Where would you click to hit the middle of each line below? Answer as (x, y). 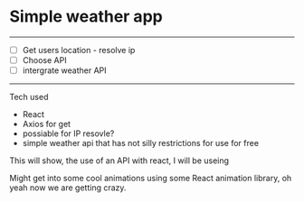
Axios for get (46, 124)
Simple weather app (86, 17)
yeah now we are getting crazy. (68, 188)
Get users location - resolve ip (79, 50)
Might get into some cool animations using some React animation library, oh (151, 179)
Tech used (29, 97)
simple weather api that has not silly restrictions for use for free (141, 143)
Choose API (44, 60)
